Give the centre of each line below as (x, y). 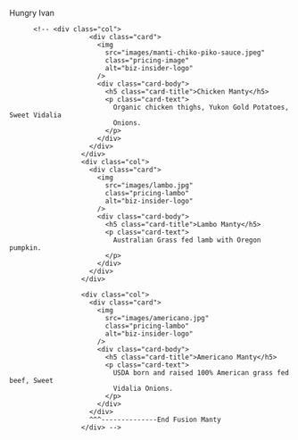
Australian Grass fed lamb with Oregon (187, 240)
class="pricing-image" (147, 61)
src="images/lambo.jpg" (149, 186)
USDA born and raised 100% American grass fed (201, 373)
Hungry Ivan (32, 13)
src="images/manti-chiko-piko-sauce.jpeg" (185, 53)
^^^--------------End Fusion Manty (155, 419)
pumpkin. (25, 248)
